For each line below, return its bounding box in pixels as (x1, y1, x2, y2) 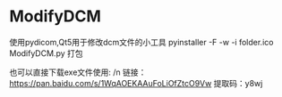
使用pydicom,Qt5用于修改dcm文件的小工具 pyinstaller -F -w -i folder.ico (9, 36, 274, 47)
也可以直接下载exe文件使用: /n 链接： (9, 67, 147, 77)
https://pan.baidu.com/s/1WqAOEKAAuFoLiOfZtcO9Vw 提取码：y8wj (9, 77, 263, 88)
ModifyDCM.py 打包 (9, 47, 83, 59)
